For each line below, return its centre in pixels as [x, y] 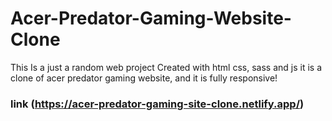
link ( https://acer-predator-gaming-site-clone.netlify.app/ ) [157, 104]
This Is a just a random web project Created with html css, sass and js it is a [166, 67]
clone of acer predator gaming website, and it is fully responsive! [144, 78]
